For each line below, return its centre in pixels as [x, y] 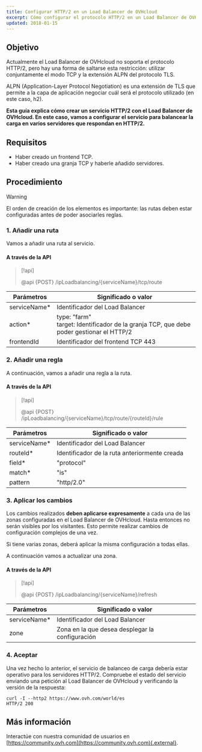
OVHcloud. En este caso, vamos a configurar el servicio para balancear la [100, 117]
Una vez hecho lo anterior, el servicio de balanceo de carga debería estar [97, 668]
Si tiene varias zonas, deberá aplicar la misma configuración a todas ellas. [98, 544]
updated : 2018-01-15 [32, 23]
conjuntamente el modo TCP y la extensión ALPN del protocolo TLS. [91, 75]
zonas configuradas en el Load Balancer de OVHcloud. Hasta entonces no [98, 520]
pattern [20, 482]
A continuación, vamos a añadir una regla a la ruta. [69, 373]
